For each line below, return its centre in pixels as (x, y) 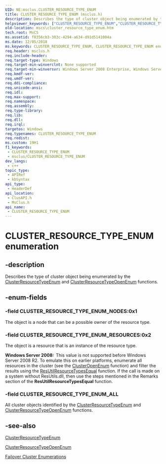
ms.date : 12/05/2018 (26, 42)
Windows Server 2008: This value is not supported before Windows (76, 355)
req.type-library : (24, 111)
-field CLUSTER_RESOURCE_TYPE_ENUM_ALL (62, 394)
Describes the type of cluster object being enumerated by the (68, 276)
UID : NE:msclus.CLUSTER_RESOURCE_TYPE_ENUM (51, 10)
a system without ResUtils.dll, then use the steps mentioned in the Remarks (82, 376)
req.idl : (14, 92)
